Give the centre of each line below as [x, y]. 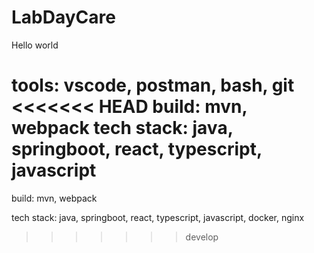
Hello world [35, 45]
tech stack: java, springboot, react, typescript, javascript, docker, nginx [158, 217]
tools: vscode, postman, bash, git [153, 85]
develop [202, 237]
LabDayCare [63, 17]
